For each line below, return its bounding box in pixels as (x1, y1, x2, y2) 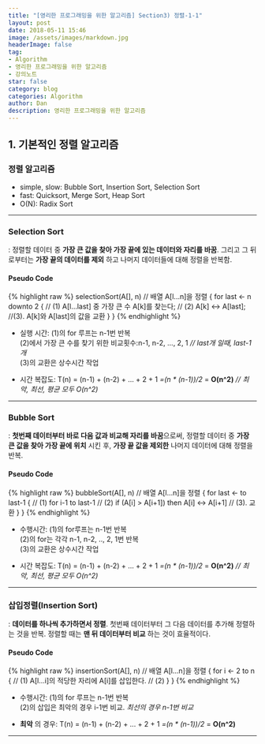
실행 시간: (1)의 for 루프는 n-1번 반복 (19, 328, 131, 338)
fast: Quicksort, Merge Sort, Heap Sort (19, 190, 145, 200)
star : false (8, 77, 47, 85)
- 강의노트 (8, 70, 38, 78)
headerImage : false (8, 41, 73, 49)
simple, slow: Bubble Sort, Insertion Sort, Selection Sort (19, 182, 200, 192)
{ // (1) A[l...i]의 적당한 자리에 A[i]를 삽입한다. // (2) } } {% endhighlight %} (8, 676, 241, 686)
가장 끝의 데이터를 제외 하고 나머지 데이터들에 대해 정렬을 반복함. (35, 254, 233, 264)
